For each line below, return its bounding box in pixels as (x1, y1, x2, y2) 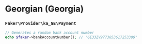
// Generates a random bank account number (5, 30, 95, 35)
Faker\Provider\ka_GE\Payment (5, 21, 77, 26)
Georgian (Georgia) (5, 3, 84, 15)
